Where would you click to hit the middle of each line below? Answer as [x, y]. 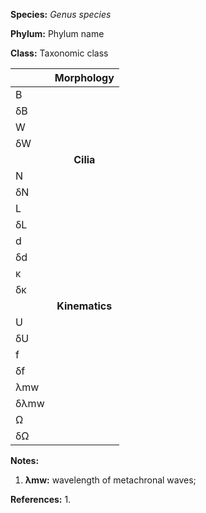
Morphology [84, 77]
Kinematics [84, 306]
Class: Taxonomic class [59, 53]
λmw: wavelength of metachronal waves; [110, 480]
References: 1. [41, 499]
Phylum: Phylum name [57, 33]
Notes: [25, 460]
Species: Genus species [61, 14]
